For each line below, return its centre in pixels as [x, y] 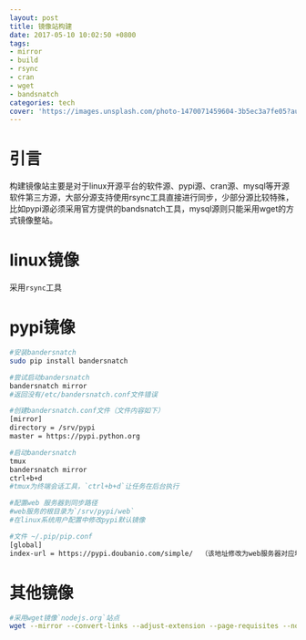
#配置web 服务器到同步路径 [54, 503]
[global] [26, 545]
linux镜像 [45, 260]
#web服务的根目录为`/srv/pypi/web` [72, 511]
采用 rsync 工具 [36, 287]
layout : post [34, 18]
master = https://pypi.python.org [75, 437]
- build [24, 60]
